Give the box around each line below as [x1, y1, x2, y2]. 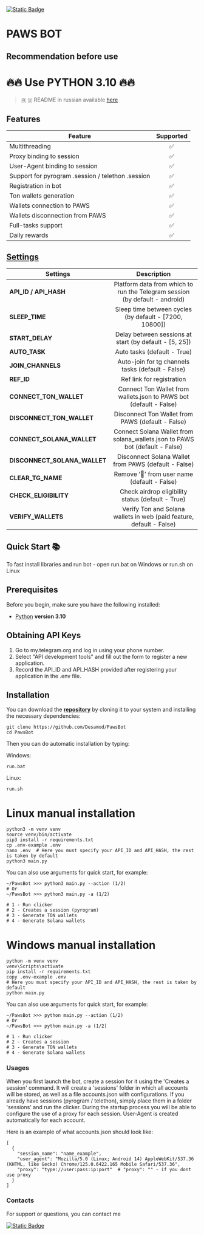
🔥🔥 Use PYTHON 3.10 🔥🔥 [6, 75, 135, 89]
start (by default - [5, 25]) [115, 338, 191, 346]
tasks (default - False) [121, 365, 186, 374]
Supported [155, 132, 188, 140]
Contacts [6, 1196, 35, 1205]
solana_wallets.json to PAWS [113, 435, 194, 444]
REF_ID [9, 375, 30, 384]
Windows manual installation [6, 938, 156, 952]
